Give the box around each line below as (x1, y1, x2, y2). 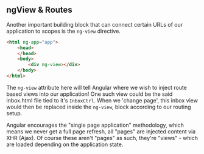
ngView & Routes (6, 5, 73, 15)
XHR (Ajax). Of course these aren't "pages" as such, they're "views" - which (6, 134, 198, 141)
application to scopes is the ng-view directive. (6, 27, 121, 35)
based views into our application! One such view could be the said (6, 90, 173, 98)
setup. (6, 109, 23, 117)
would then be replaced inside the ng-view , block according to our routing (6, 103, 191, 110)
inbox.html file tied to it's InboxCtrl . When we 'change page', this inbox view (6, 96, 198, 104)
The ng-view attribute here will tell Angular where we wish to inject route (6, 84, 188, 91)
